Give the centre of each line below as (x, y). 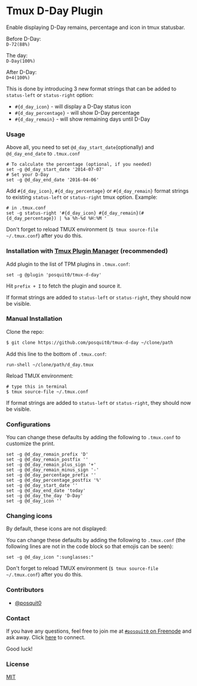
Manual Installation (34, 319)
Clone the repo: (25, 331)
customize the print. (30, 443)
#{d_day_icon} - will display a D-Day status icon (73, 106)
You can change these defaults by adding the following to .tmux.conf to (93, 437)
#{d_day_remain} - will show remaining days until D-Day (82, 119)
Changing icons (29, 516)
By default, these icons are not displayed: (57, 529)
